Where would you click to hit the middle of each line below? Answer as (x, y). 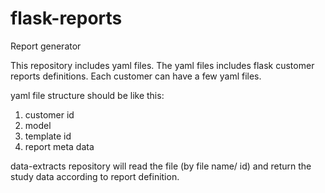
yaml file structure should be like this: (87, 95)
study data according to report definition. (95, 176)
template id (48, 136)
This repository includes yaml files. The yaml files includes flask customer (162, 65)
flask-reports (66, 18)
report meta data (59, 146)
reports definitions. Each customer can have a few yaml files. (136, 76)
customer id (49, 114)
